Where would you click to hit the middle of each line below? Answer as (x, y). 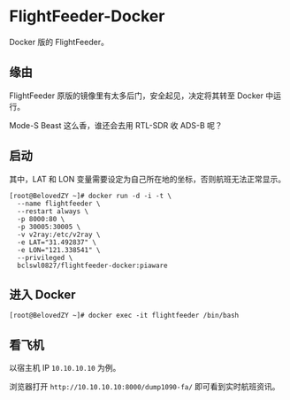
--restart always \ (53, 211)
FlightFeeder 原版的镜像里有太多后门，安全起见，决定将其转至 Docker (136, 96)
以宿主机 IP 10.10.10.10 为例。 (65, 368)
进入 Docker (43, 294)
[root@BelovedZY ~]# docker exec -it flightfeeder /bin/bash (124, 316)
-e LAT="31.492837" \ (57, 242)
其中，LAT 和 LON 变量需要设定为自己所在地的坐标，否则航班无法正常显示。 (148, 179)
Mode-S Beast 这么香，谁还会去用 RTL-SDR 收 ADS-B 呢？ (116, 125)
